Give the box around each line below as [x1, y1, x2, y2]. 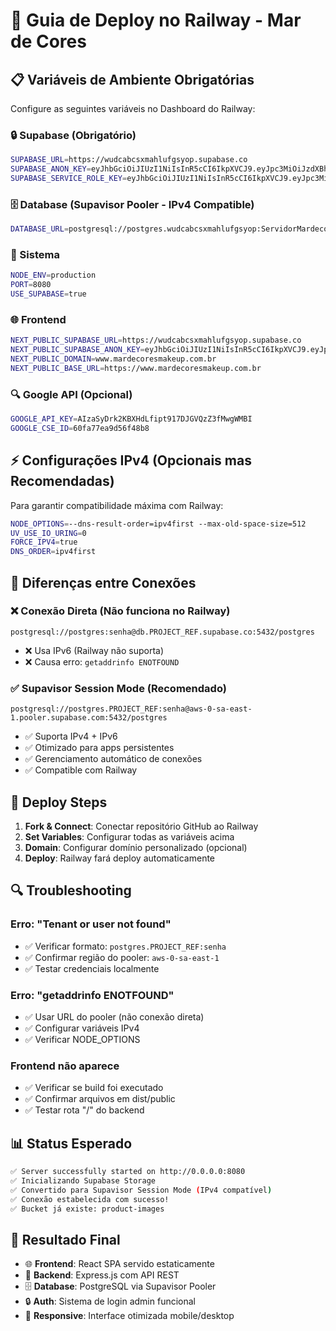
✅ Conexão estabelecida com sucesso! [10, 1194, 170, 1204]
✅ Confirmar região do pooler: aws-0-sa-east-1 [24, 951, 220, 963]
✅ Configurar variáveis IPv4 [24, 1022, 140, 1034]
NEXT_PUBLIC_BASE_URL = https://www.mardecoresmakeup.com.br [10, 363, 262, 373]
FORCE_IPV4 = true [10, 537, 78, 548]
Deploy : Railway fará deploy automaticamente [24, 852, 216, 864]
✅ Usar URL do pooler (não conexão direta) [24, 1010, 205, 1023]
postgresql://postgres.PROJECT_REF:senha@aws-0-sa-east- [10, 704, 253, 714]
